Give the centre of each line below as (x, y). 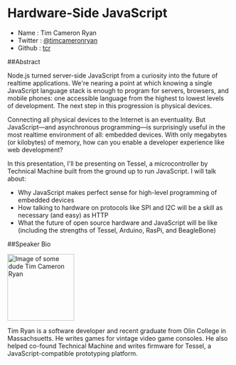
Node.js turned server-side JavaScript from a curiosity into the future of (113, 75)
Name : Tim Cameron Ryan (57, 33)
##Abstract (24, 61)
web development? (35, 149)
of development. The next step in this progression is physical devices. (110, 105)
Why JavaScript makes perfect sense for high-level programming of (117, 192)
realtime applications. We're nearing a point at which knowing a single (110, 83)
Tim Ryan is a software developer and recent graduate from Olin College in (117, 330)
